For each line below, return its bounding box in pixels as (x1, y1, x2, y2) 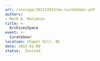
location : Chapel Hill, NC (5, 39, 60, 44)
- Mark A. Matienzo (5, 16, 45, 21)
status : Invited (5, 48, 41, 53)
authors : (5, 12, 23, 17)
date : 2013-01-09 (5, 44, 41, 49)
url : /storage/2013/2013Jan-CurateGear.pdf (5, 7, 96, 12)
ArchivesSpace (9, 26, 38, 30)
